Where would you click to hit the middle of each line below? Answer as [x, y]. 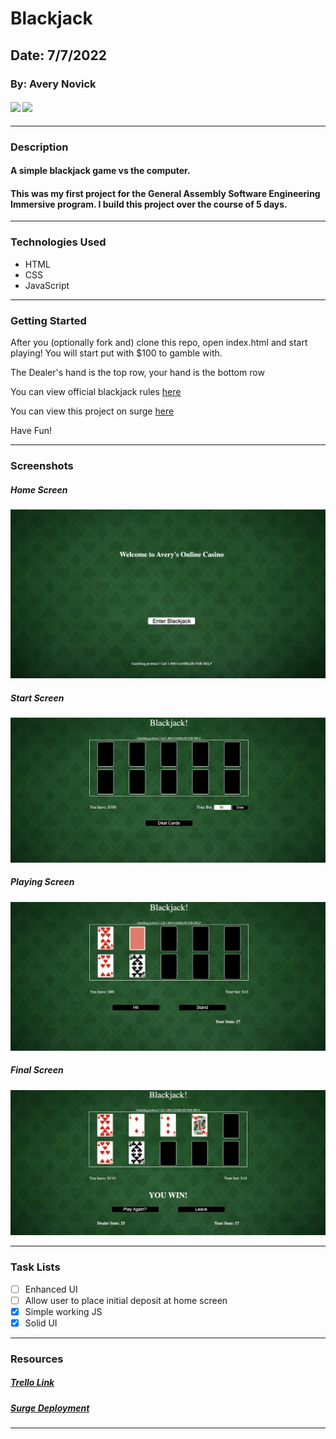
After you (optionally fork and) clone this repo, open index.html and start [159, 343]
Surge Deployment [50, 1408]
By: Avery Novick [53, 84]
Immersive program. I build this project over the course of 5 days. [149, 204]
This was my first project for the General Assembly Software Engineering [165, 193]
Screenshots [42, 465]
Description [39, 147]
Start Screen [37, 698]
